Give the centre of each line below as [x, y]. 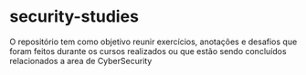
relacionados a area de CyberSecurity [81, 61]
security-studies [74, 17]
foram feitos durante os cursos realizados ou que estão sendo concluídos [148, 51]
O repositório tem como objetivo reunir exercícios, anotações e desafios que [153, 42]
